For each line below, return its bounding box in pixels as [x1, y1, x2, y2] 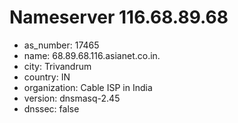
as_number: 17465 [23, 39, 100, 51]
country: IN [23, 71, 71, 83]
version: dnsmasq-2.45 [23, 92, 121, 104]
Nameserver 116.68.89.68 [9, 6, 229, 29]
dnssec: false [23, 102, 80, 115]
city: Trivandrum [23, 60, 92, 72]
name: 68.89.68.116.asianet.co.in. [23, 49, 161, 61]
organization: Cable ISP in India [23, 81, 153, 93]
